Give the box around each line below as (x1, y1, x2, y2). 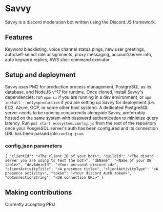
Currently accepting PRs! (5, 201, 56, 207)
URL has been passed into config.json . (5, 130, 84, 136)
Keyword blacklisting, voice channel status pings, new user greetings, (5, 46, 145, 52)
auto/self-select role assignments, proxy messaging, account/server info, (5, 51, 153, 57)
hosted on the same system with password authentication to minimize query (5, 115, 159, 121)
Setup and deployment (5, 71, 76, 79)
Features (5, 33, 33, 42)
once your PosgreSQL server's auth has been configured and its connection (5, 125, 158, 131)
